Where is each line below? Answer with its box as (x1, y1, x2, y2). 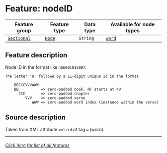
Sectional (7, 35, 31, 41)
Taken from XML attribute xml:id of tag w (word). (5, 126, 105, 132)
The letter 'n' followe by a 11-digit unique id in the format (5, 74, 139, 79)
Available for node (110, 21, 155, 28)
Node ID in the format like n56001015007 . (5, 64, 87, 70)
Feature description (5, 51, 68, 59)
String (79, 35, 94, 41)
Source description (5, 113, 66, 122)
